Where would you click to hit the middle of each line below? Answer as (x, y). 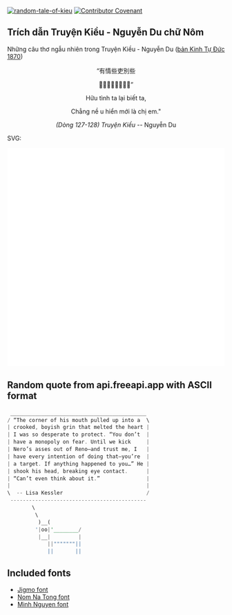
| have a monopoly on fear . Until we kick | (78, 442)
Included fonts (39, 573)
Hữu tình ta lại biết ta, (116, 98)
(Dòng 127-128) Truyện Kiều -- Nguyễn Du (116, 125)
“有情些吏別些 (116, 71)
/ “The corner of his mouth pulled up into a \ (78, 420)
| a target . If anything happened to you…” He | (78, 463)
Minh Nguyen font (43, 604)
